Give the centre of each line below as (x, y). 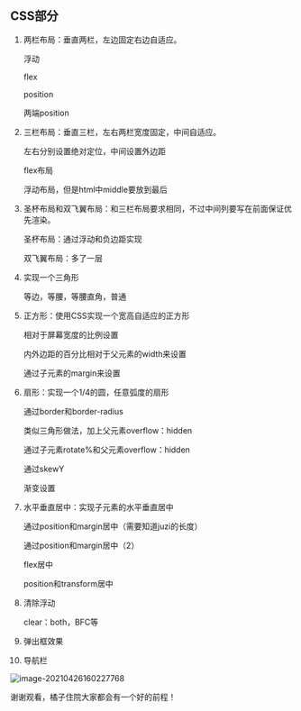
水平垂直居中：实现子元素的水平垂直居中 (98, 506)
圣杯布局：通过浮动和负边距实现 (82, 239)
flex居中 (38, 564)
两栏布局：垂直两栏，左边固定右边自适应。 (102, 40)
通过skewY (44, 469)
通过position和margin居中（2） (81, 545)
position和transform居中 (68, 583)
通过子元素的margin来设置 (72, 373)
